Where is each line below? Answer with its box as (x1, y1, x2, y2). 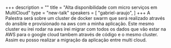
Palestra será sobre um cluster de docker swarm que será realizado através (5, 15, 165, 21)
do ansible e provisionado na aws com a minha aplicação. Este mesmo (5, 20, 155, 27)
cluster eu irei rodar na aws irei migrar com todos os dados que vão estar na (5, 26, 166, 32)
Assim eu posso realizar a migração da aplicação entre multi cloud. (5, 37, 147, 43)
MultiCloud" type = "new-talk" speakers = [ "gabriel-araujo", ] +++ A (5, 10, 151, 16)
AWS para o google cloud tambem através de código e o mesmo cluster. (5, 32, 158, 37)
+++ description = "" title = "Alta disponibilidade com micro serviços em (5, 5, 158, 10)
